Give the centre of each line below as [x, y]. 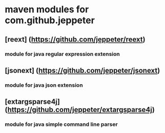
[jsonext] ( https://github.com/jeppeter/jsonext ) [82, 70]
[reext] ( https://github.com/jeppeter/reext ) [75, 39]
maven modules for [47, 9]
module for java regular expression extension [62, 54]
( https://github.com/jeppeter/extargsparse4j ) [80, 110]
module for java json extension [44, 85]
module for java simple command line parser [61, 124]
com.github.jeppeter [50, 20]
